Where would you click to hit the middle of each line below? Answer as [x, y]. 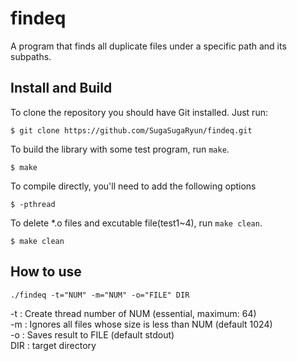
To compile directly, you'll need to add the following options [133, 186]
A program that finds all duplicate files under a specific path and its [148, 46]
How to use [46, 272]
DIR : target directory [53, 345]
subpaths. [31, 56]
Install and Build [61, 88]
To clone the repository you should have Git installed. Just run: [139, 112]
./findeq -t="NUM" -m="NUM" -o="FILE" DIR [100, 295]
